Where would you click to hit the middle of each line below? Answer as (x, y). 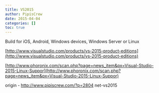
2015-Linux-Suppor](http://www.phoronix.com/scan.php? (63, 71)
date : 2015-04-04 (23, 19)
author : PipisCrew (24, 14)
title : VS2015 (20, 9)
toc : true (15, 28)
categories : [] (20, 23)
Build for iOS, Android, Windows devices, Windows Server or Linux (72, 41)
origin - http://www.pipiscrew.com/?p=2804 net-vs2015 (61, 85)
